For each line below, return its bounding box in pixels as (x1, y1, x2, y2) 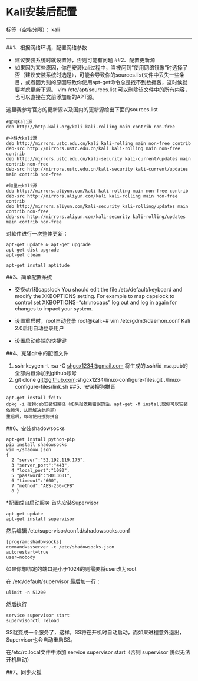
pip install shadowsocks (6, 441, 67, 448)
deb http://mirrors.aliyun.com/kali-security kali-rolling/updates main (6, 203, 189, 209)
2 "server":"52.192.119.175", (11, 457, 85, 463)
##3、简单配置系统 (6, 273, 52, 280)
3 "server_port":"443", (11, 462, 70, 468)
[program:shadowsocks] (6, 538, 62, 545)
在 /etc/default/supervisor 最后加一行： (6, 578, 101, 585)
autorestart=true (6, 549, 49, 555)
